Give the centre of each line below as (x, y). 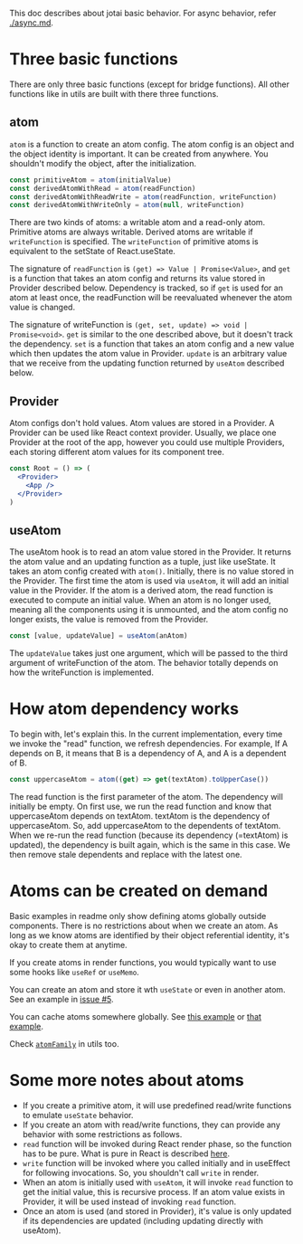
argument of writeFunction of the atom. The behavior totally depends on (144, 663)
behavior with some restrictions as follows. (102, 1134)
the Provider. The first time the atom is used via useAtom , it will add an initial (149, 581)
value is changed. (42, 308)
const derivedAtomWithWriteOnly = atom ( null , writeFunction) (127, 205)
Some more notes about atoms (127, 1081)
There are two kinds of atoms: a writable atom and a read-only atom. (137, 223)
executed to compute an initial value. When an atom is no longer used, (140, 600)
